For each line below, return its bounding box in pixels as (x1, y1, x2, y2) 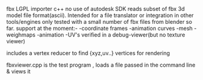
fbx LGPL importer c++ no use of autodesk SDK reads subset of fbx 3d (6, 5, 185, 12)
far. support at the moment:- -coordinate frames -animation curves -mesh (6, 24, 193, 32)
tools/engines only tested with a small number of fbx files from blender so (6, 18, 193, 25)
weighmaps (6, 31, 35, 38)
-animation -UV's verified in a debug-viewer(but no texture (36, 31, 185, 38)
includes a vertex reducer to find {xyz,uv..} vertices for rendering (6, 49, 170, 57)
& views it (6, 68, 31, 75)
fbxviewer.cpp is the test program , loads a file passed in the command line (6, 61, 196, 68)
